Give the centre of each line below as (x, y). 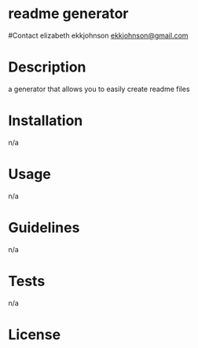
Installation (46, 121)
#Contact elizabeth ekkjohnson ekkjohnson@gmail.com (98, 35)
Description (47, 67)
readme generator (68, 14)
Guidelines (44, 227)
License (35, 334)
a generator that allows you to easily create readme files (99, 89)
